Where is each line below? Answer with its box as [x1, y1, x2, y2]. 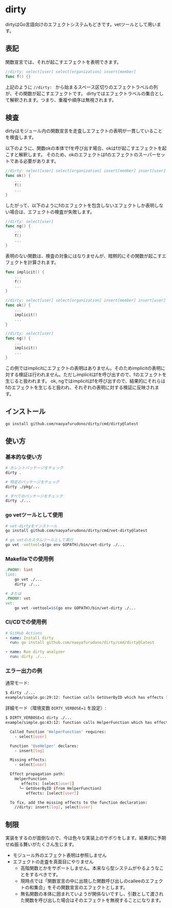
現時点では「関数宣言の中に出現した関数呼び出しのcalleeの [20, 878, 145, 884]
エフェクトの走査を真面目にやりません [12, 859, 94, 865]
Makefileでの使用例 [5, 556, 54, 563]
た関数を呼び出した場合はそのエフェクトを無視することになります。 [20, 897, 164, 903]
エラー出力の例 [5, 667, 42, 674]
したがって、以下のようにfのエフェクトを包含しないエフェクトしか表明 [5, 202, 155, 208]
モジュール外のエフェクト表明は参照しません [12, 852, 107, 859]
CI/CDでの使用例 [5, 618, 47, 626]
